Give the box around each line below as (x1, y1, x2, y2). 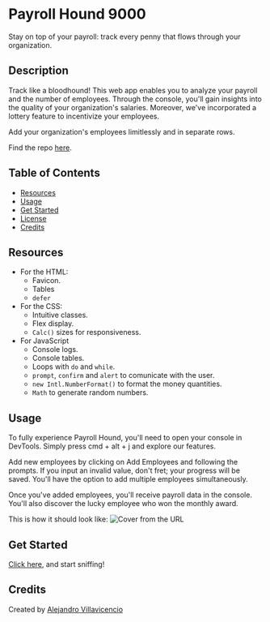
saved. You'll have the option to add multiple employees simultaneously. (8, 474, 248, 484)
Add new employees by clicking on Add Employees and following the (8, 457, 238, 467)
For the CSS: (19, 302, 63, 311)
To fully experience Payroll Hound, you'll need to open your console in (8, 433, 243, 443)
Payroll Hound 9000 (8, 5, 147, 24)
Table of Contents (8, 166, 101, 180)
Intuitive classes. (32, 310, 89, 320)
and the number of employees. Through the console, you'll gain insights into (8, 94, 263, 104)
